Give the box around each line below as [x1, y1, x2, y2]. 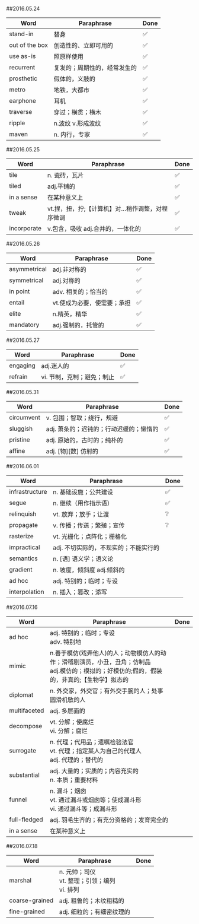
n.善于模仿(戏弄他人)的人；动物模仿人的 [50, 649, 161, 657]
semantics [9, 554, 38, 563]
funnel [9, 795, 27, 804]
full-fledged [9, 815, 43, 824]
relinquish [9, 510, 37, 518]
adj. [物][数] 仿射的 [46, 447, 99, 455]
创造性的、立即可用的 [53, 42, 114, 49]
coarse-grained [9, 896, 54, 904]
